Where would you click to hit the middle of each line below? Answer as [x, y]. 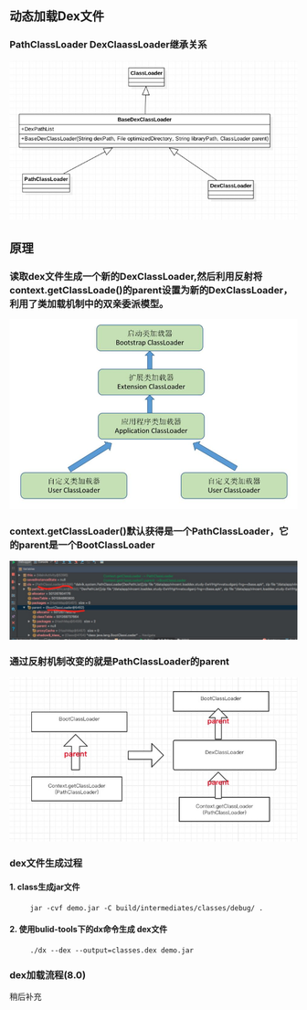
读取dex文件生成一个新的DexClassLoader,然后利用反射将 [136, 276]
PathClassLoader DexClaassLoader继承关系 [108, 45]
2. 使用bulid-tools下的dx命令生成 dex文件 [88, 930]
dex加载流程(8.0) [48, 974]
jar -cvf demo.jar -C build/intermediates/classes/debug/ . [146, 908]
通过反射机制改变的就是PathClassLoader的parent [120, 662]
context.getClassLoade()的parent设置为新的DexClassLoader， [151, 290]
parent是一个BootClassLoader [87, 545]
